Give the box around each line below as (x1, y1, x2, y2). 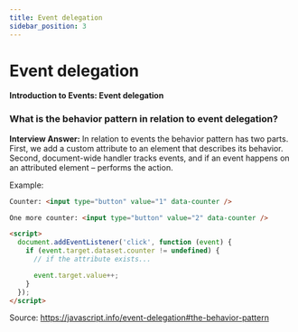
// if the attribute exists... (33, 254, 152, 264)
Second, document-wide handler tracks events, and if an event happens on (9, 152, 291, 163)
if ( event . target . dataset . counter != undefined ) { (25, 246, 220, 255)
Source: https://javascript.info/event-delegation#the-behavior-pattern (9, 312, 269, 323)
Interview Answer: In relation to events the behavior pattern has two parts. (9, 133, 289, 144)
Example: (9, 180, 44, 190)
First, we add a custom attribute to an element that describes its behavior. (9, 143, 284, 153)
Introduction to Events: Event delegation (9, 90, 164, 101)
